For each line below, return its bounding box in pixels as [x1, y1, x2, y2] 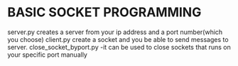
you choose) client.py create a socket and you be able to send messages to [7, 35, 229, 43]
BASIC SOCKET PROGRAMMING [7, 4, 202, 21]
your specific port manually [7, 50, 87, 59]
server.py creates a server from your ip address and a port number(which [7, 28, 223, 36]
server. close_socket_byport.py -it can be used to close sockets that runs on [7, 43, 231, 51]
